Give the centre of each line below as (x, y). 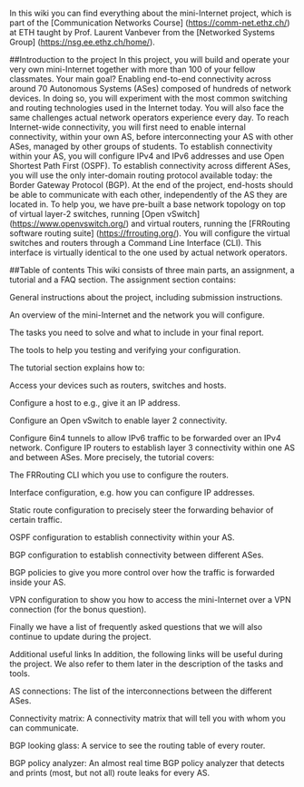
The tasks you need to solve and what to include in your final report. (137, 332)
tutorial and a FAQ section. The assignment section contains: (123, 280)
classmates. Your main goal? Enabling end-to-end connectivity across (141, 79)
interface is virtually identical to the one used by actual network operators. (148, 252)
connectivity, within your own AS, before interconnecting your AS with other (152, 137)
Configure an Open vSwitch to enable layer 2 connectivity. (118, 420)
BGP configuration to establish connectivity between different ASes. (137, 555)
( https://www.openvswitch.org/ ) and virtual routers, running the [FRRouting (150, 223)
